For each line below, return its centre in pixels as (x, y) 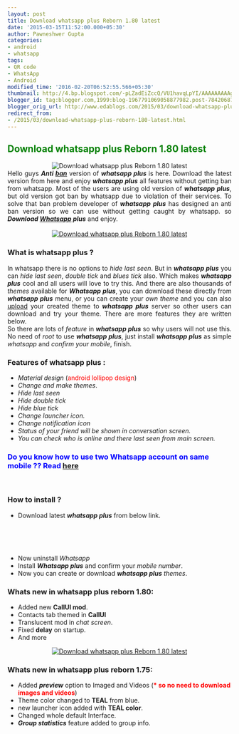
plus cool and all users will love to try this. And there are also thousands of (119, 283)
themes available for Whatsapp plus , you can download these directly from (119, 291)
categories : (25, 41)
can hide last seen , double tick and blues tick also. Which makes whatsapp (119, 276)
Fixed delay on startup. (52, 630)
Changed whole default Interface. (67, 715)
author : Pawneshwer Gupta (46, 34)
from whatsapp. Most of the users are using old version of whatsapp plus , (119, 189)
